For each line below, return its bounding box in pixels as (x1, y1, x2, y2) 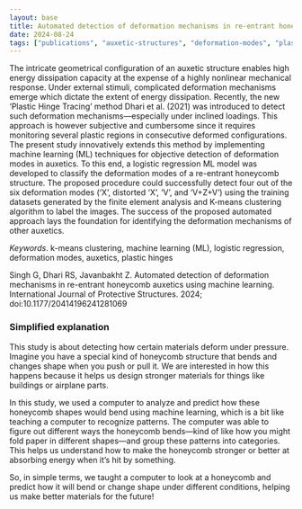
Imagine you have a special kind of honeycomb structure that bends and (9, 351, 277, 362)
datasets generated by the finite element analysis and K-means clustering (9, 197, 282, 208)
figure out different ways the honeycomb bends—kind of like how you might (9, 425, 290, 436)
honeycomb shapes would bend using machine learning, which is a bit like (9, 406, 285, 417)
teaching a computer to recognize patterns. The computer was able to (9, 415, 270, 427)
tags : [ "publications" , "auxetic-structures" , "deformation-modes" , (9, 38, 271, 48)
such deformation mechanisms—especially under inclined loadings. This (9, 111, 279, 121)
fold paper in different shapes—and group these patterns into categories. (9, 435, 280, 446)
